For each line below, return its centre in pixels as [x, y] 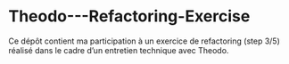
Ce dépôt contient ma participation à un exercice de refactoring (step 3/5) [144, 41]
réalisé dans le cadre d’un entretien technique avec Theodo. [119, 50]
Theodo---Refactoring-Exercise [129, 16]
